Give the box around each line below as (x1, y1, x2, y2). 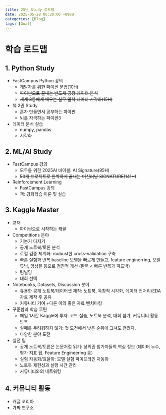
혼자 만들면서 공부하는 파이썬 (19, 109, 76, 115)
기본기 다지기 (19, 238, 46, 244)
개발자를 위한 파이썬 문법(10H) (19, 84, 79, 90)
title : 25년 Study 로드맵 (5, 7, 55, 12)
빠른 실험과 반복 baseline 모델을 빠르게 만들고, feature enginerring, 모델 (19, 256, 161, 263)
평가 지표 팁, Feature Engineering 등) (19, 350, 93, 356)
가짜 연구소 (12, 405, 34, 411)
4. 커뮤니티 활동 (5, 384, 51, 393)
